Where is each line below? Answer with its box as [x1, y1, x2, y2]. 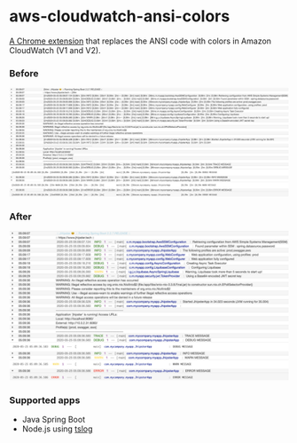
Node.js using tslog [21, 423, 93, 434]
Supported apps [9, 393, 81, 406]
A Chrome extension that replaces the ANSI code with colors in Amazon [9, 36, 272, 46]
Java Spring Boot [21, 414, 86, 424]
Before [9, 67, 39, 79]
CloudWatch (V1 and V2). [9, 44, 101, 55]
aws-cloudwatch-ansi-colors [9, 6, 231, 27]
